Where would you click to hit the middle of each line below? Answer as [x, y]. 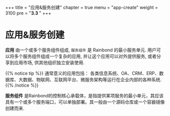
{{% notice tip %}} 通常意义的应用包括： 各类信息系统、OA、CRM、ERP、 [82, 73]
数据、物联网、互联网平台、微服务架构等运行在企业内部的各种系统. [92, 79]
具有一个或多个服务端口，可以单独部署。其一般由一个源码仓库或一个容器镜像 [85, 102]
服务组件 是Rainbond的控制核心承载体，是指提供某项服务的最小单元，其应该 [84, 95]
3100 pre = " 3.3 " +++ [28, 13]
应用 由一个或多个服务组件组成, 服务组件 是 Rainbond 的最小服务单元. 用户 [81, 50]
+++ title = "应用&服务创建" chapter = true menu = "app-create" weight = [82, 7]
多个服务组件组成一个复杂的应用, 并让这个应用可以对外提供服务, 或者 [85, 56]
